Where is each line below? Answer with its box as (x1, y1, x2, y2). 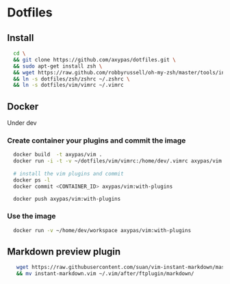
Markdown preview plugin (7, 246, 121, 257)
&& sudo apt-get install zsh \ (13, 63, 103, 70)
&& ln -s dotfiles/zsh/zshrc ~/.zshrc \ (13, 75, 130, 83)
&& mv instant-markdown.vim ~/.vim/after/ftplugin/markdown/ (16, 270, 194, 277)
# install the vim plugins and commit (13, 170, 125, 177)
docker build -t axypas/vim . (13, 152, 103, 158)
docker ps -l (13, 176, 51, 184)
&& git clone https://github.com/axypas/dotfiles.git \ (13, 56, 176, 63)
